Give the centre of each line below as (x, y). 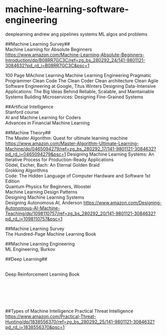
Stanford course (22, 112)
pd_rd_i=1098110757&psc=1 (34, 218)
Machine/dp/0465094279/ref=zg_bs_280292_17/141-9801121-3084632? (81, 148)
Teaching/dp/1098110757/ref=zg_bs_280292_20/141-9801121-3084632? (80, 213)
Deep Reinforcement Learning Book (43, 274)
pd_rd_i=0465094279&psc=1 (36, 154)
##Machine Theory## (28, 132)
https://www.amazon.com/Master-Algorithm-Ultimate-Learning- (72, 143)
